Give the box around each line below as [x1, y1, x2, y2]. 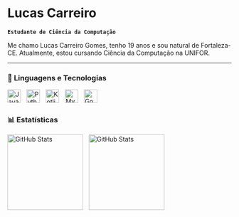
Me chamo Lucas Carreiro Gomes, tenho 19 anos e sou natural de [7, 41, 200, 49]
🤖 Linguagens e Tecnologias [7, 73, 107, 83]
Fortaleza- [201, 41, 231, 49]
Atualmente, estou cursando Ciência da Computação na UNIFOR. [18, 48, 210, 57]
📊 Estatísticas [7, 115, 58, 125]
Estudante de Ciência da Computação [7, 28, 116, 36]
